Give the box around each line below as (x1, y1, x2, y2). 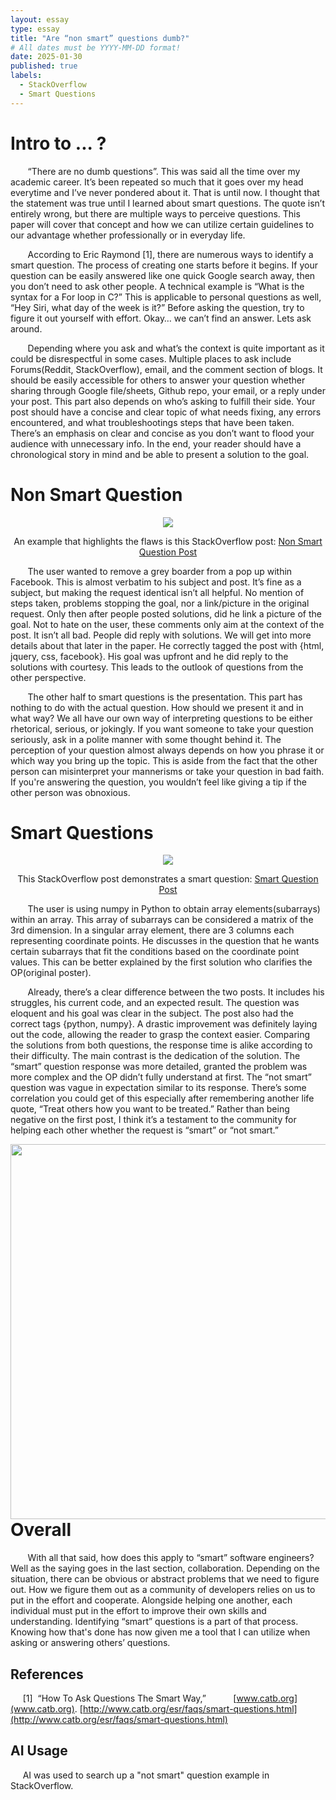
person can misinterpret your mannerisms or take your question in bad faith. (10, 765, 325, 777)
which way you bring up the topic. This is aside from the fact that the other (10, 754, 318, 766)
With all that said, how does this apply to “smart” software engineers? (27, 1552, 315, 1564)
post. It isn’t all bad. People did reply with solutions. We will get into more (10, 629, 312, 641)
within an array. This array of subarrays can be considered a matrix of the (10, 914, 314, 926)
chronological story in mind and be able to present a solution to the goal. (10, 448, 310, 460)
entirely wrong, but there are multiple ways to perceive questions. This (10, 207, 301, 220)
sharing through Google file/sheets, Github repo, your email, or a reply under (10, 384, 326, 396)
